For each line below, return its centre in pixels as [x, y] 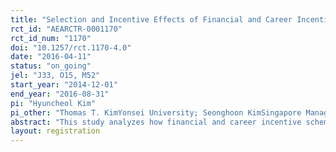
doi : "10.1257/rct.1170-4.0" [71, 47]
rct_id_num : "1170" [51, 38]
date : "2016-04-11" [51, 57]
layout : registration [55, 131]
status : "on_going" [51, 66]
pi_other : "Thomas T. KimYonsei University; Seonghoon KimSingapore [156, 112]
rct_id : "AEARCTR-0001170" [66, 29]
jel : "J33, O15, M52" [55, 76]
